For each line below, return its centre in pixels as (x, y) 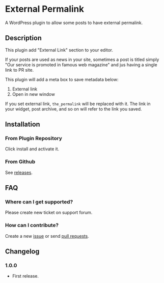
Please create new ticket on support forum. (49, 213)
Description (23, 38)
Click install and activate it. (32, 149)
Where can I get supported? (39, 202)
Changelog (22, 252)
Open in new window (33, 94)
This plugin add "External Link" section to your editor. (59, 50)
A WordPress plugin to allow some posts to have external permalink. (74, 23)
